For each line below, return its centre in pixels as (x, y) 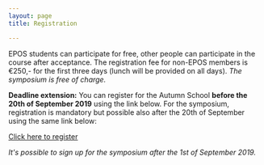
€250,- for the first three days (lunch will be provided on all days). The (125, 70)
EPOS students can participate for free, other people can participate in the (132, 53)
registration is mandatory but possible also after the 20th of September (126, 112)
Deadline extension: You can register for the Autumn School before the (128, 95)
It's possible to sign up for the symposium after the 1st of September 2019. (132, 152)
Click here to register (43, 136)
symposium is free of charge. (57, 79)
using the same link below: (52, 121)
